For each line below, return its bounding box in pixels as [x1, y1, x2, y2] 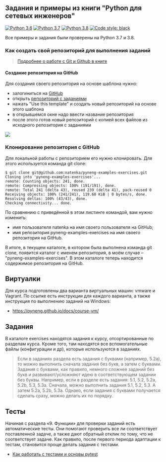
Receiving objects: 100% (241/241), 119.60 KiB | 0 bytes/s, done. [5, 191, 148, 197]
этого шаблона [12, 106, 44, 112]
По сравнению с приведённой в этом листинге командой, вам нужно [5, 209, 153, 215]
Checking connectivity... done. [5, 200, 72, 205]
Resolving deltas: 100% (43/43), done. [5, 196, 88, 201]
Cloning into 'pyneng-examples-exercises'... [5, 174, 101, 180]
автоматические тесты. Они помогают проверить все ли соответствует [5, 426, 158, 432]
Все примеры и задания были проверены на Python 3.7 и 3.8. [5, 34, 135, 40]
